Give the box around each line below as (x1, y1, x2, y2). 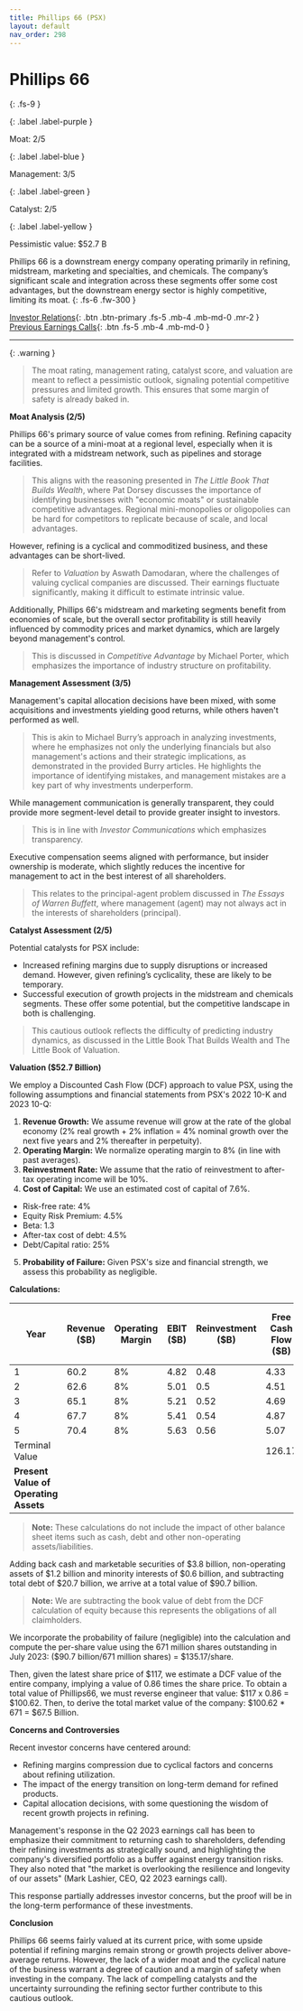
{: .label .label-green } (9, 186, 91, 197)
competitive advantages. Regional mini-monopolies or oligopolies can (31, 504, 291, 515)
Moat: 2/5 (9, 134, 46, 144)
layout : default (9, 22, 70, 31)
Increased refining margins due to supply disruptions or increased (22, 960, 268, 971)
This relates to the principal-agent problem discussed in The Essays (31, 889, 285, 899)
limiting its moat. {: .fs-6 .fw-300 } (9, 294, 137, 305)
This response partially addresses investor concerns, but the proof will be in (9, 1891, 292, 1902)
